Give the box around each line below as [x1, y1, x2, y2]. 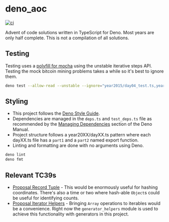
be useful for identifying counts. [12, 195, 79, 201]
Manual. [12, 126, 30, 132]
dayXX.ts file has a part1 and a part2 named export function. [12, 137, 139, 143]
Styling [5, 97, 29, 106]
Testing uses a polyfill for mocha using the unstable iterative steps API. [5, 62, 152, 68]
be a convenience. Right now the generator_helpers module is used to [12, 206, 158, 211]
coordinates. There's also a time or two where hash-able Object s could [12, 190, 160, 195]
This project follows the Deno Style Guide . [12, 110, 100, 116]
